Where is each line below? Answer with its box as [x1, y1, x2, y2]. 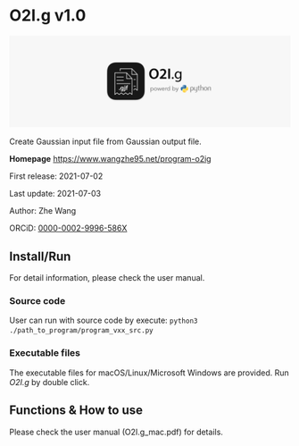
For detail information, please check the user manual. [9, 273, 205, 283]
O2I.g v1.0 [9, 5, 87, 26]
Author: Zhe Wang [9, 206, 77, 216]
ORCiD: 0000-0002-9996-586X [9, 223, 128, 233]
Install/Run [9, 248, 71, 264]
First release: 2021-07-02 [9, 171, 104, 181]
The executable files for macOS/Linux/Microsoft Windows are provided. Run [9, 367, 290, 378]
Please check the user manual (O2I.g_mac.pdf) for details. [9, 426, 223, 437]
